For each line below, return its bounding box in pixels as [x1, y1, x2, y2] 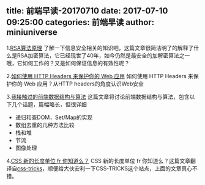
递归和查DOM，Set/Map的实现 [15, 114, 93, 121]
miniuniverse [6, 27, 58, 38]
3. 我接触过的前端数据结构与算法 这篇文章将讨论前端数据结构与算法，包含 [6, 93, 190, 100]
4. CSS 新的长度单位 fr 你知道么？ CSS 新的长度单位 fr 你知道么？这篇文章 [6, 157, 191, 164]
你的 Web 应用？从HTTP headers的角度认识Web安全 [11, 80, 144, 87]
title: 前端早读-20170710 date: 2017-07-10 [6, 5, 168, 16]
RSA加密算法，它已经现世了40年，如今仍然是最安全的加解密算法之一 [17, 51, 190, 59]
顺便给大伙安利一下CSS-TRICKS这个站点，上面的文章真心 [47, 164, 193, 172]
